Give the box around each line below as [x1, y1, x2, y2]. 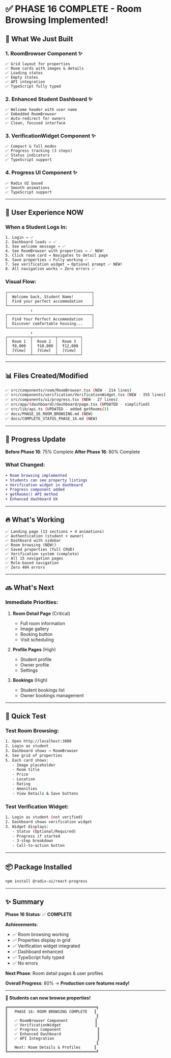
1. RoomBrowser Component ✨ [5, 50, 83, 57]
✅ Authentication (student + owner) [5, 533, 84, 538]
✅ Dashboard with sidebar [5, 538, 61, 543]
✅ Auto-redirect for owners [5, 116, 66, 121]
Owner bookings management [20, 692, 84, 698]
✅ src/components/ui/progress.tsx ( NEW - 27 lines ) [5, 397, 118, 402]
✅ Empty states [5, 75, 39, 80]
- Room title [12, 767, 40, 772]
